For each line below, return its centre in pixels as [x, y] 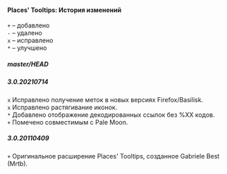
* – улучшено [27, 48]
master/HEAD [28, 64]
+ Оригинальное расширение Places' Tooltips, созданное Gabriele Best [114, 156]
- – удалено [25, 33]
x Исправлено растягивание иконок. [62, 107]
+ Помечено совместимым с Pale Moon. [68, 122]
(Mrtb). [18, 163]
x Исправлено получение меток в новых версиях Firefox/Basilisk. [105, 99]
